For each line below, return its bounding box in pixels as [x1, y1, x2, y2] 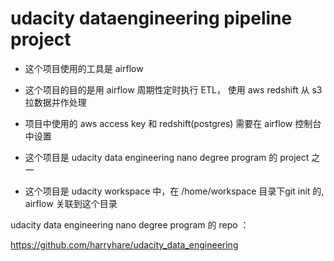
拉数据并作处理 [24, 96, 87, 108]
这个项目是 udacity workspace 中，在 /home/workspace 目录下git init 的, [24, 185, 325, 197]
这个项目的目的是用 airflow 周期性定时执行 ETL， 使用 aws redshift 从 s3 [24, 83, 323, 96]
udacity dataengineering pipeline [10, 7, 293, 30]
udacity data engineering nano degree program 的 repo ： [10, 218, 250, 231]
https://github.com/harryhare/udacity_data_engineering [10, 238, 239, 251]
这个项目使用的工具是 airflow [24, 62, 144, 74]
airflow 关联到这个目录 [24, 197, 118, 209]
